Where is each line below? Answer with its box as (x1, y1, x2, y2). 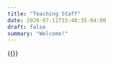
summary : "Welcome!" (7, 30, 69, 37)
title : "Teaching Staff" (7, 10, 81, 18)
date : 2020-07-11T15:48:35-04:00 (7, 17, 107, 24)
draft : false (7, 23, 46, 30)
